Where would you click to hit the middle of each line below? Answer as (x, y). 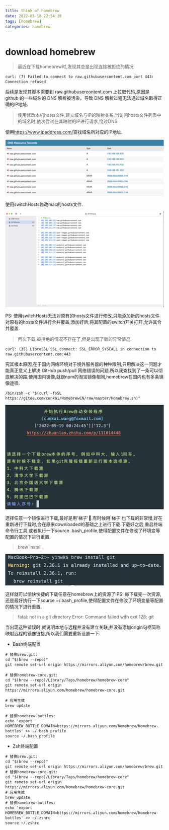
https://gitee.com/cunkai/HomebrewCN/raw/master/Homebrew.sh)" (73, 398)
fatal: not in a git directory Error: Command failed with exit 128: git (86, 617)
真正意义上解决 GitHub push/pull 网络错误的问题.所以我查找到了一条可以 (84, 370)
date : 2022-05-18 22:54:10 (33, 16)
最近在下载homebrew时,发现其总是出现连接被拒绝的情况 (75, 67)
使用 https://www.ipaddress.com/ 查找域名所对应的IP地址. (64, 132)
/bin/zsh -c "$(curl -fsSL (33, 393)
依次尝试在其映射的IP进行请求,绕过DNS (77, 121)
